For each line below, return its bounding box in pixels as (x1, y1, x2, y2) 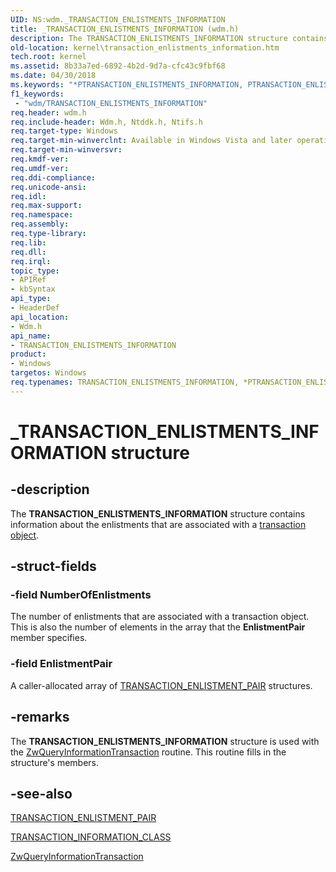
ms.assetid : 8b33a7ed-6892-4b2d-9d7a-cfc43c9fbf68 (10, 61, 226, 71)
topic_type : (10, 266, 60, 276)
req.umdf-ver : (10, 163, 70, 173)
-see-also (10, 785, 73, 802)
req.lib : (10, 237, 47, 248)
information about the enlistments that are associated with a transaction (10, 518, 307, 530)
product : (10, 349, 47, 360)
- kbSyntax (10, 284, 56, 295)
